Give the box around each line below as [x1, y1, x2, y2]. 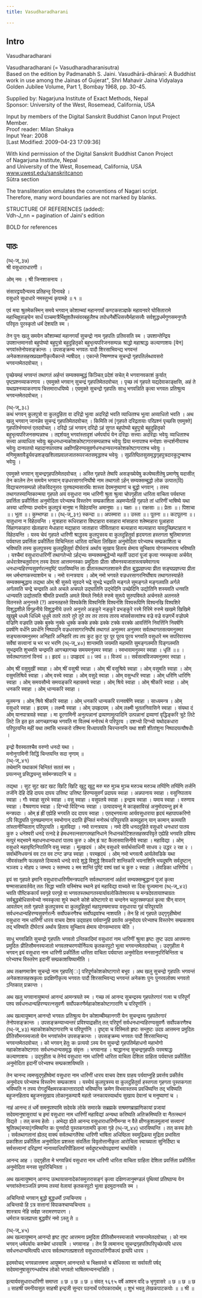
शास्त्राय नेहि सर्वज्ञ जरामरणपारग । [6, 1208, 71, 1215]
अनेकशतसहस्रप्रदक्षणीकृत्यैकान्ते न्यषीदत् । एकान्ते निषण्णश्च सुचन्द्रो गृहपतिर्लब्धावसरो [6, 353, 164, 360]
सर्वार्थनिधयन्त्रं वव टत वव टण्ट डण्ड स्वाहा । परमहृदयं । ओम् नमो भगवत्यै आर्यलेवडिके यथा [6, 850, 176, 858]
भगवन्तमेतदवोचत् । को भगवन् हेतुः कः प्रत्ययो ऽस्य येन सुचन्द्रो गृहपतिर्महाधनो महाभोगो [6, 1040, 164, 1047]
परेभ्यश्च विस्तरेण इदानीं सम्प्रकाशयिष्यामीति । [6, 956, 90, 963]
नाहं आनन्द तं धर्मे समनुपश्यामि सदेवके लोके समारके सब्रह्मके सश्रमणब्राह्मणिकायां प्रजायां [6, 1104, 166, 1111]
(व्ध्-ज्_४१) [6, 757, 29, 764]
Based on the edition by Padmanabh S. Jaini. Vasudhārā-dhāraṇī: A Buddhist [6, 70, 196, 78]
